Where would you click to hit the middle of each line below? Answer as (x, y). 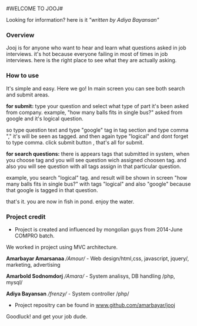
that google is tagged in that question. (52, 190)
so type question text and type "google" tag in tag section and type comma (97, 130)
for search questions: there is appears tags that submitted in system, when (98, 154)
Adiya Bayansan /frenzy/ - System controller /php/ (68, 294)
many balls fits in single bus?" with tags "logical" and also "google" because (98, 184)
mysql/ (14, 282)
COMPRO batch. (34, 236)
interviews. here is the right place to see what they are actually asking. (91, 61)
